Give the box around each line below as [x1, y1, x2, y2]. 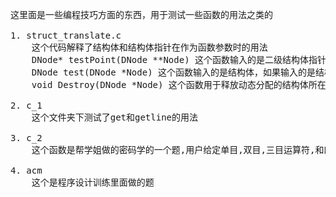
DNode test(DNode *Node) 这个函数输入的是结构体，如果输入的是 [31, 67, 317, 78]
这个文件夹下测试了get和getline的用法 [31, 112, 199, 123]
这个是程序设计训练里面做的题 [31, 177, 155, 188]
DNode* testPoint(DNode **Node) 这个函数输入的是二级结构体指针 [31, 54, 327, 65]
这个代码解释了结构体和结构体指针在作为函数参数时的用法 [31, 42, 268, 53]
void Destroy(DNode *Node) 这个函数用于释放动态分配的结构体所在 [31, 79, 327, 90]
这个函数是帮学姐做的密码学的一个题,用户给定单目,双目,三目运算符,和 [31, 144, 325, 155]
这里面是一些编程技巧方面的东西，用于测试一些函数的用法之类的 [10, 9, 273, 20]
